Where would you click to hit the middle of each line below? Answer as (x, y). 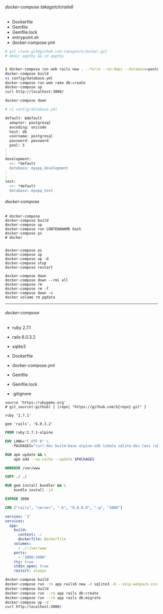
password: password (29, 141)
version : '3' (18, 517)
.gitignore (22, 394)
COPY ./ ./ (16, 477)
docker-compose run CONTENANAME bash (43, 229)
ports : (20, 553)
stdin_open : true (31, 566)
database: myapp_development (39, 168)
